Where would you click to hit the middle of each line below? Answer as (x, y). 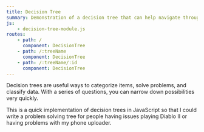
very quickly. (22, 98)
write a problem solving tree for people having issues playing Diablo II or (97, 116)
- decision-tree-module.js (51, 29)
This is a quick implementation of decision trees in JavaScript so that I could (102, 110)
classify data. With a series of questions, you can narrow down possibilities (100, 92)
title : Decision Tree (34, 12)
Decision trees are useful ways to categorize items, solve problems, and (97, 85)
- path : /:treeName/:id (47, 62)
